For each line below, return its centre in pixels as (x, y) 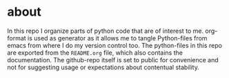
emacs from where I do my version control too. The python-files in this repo (115, 45)
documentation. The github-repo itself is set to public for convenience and (113, 60)
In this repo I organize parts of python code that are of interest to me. (106, 31)
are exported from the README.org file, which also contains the (95, 53)
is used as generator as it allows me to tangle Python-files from (117, 38)
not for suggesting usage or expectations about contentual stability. (103, 67)
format (17, 38)
